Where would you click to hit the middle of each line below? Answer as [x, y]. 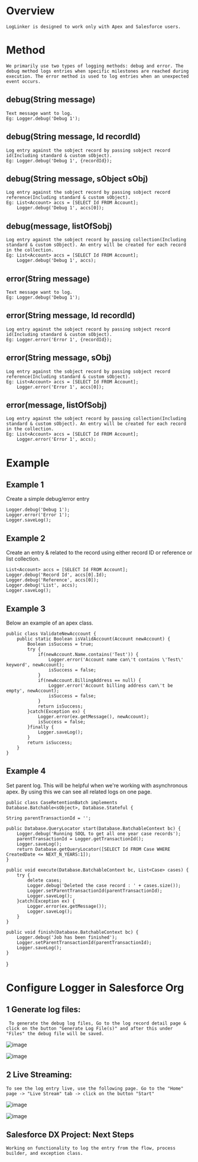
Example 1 [25, 484]
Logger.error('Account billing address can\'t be [111, 686]
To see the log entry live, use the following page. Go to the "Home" [95, 1089]
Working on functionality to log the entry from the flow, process [91, 1148]
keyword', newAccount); [35, 665]
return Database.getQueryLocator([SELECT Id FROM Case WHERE [93, 849]
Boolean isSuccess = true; [61, 644]
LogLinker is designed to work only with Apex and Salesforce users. [94, 27]
